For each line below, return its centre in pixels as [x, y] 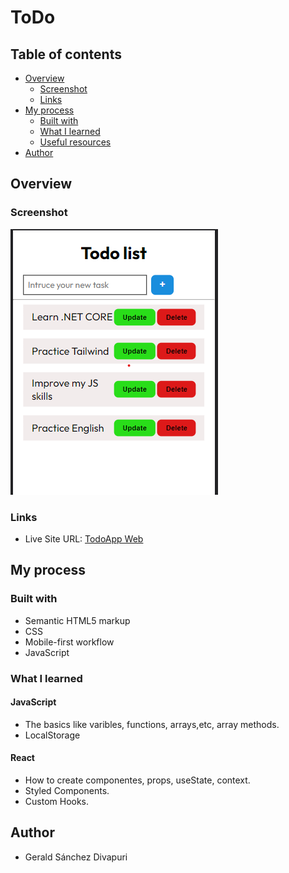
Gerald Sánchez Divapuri [76, 857]
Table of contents [66, 54]
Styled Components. [67, 790]
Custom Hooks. [57, 801]
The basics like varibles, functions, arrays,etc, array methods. [152, 724]
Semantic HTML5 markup [77, 620]
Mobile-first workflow [69, 642]
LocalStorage [52, 735]
